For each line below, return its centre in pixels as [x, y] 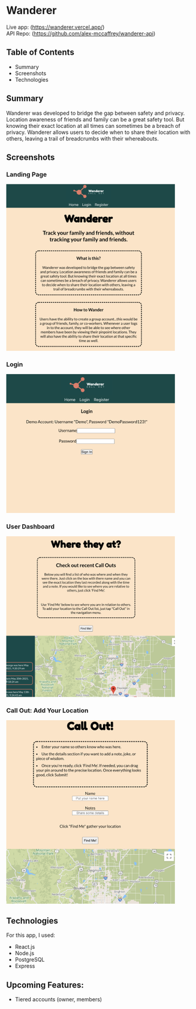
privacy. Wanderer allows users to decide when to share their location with [98, 132]
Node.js [25, 953]
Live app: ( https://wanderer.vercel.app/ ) [55, 27]
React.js [25, 947]
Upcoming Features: [45, 985]
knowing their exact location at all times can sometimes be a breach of [94, 126]
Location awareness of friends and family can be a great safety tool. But [95, 119]
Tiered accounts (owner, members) [58, 999]
